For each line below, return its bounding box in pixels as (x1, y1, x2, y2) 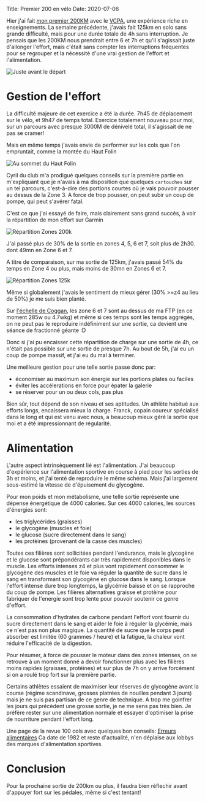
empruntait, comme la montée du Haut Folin (6, 147, 117, 155)
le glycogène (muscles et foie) (15, 524, 92, 531)
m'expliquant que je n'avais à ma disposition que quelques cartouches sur (6, 178, 193, 185)
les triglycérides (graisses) (15, 518, 83, 525)
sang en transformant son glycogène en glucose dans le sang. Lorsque (6, 575, 186, 582)
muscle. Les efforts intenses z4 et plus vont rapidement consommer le (6, 562, 185, 569)
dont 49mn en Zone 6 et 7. (6, 246, 73, 253)
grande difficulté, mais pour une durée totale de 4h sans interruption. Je (6, 30, 188, 37)
